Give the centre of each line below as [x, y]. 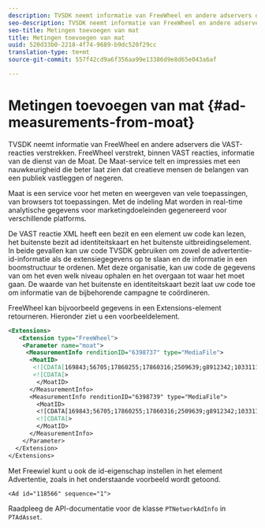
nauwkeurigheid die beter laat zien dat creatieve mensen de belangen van [129, 169]
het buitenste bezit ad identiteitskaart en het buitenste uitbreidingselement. [130, 242]
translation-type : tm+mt [49, 52]
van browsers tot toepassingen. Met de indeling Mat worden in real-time [125, 202]
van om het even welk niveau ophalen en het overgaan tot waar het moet [127, 275]
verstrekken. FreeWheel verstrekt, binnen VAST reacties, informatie [145, 153]
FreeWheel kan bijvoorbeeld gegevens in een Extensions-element [115, 307]
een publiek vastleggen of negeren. [66, 178]
